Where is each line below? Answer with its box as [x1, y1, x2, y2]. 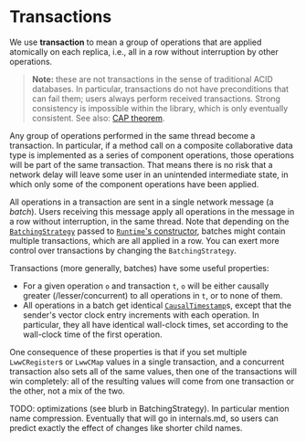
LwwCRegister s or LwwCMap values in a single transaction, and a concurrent [9, 356, 285, 367]
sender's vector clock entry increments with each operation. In [22, 309, 259, 321]
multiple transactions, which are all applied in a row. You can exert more [9, 235, 280, 246]
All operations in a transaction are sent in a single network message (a [9, 196, 274, 207]
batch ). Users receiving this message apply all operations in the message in [9, 205, 295, 216]
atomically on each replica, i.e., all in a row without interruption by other [9, 46, 279, 57]
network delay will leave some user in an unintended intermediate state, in [9, 169, 289, 180]
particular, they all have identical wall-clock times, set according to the [22, 319, 289, 330]
